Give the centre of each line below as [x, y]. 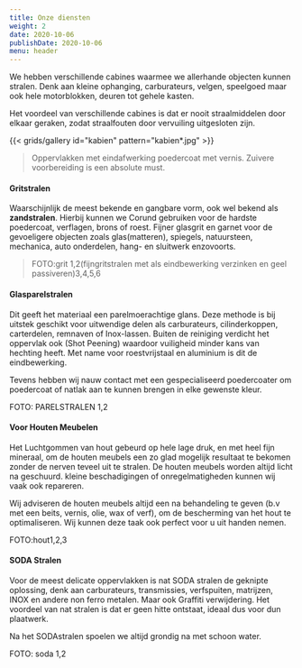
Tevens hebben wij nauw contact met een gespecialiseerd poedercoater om [151, 380]
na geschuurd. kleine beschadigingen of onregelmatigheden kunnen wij [142, 476]
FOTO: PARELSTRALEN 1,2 [59, 407]
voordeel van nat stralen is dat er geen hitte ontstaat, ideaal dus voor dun [145, 609]
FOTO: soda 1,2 [38, 654]
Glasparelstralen [41, 294]
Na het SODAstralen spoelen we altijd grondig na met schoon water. [135, 636]
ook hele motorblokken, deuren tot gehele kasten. [102, 96]
